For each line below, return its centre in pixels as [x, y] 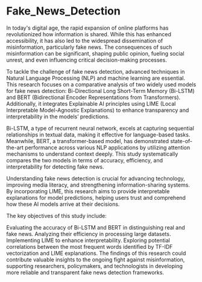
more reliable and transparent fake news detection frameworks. [85, 272]
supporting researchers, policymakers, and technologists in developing [94, 266]
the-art [15, 147]
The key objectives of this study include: [56, 216]
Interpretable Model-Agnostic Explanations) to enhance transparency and [98, 110]
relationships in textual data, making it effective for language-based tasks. [98, 135]
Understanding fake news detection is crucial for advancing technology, [96, 178]
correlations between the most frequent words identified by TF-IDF [90, 246]
